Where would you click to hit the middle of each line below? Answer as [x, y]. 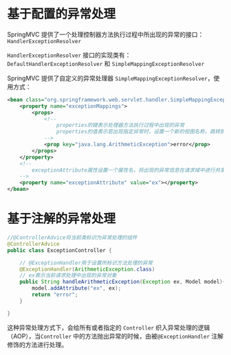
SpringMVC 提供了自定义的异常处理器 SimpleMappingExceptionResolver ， [110, 78]
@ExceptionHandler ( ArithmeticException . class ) [87, 269]
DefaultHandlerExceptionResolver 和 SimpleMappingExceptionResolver [106, 63]
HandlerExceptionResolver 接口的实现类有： [69, 55]
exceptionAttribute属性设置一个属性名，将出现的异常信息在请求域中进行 [123, 170]
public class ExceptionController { [59, 250]
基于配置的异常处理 [62, 14]
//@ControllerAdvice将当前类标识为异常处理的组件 [72, 238]
